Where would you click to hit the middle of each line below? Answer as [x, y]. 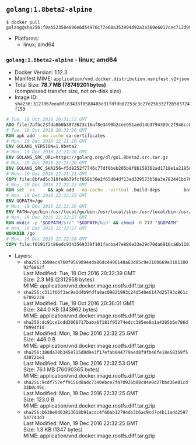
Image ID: [26, 97]
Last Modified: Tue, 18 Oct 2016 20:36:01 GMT [79, 303]
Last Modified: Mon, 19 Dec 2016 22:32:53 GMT [81, 364]
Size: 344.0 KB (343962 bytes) [60, 310]
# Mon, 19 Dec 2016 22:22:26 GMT [47, 207]
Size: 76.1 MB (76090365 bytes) [62, 369]
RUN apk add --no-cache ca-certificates [56, 136]
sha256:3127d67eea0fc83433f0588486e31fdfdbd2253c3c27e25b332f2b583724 [102, 104]
